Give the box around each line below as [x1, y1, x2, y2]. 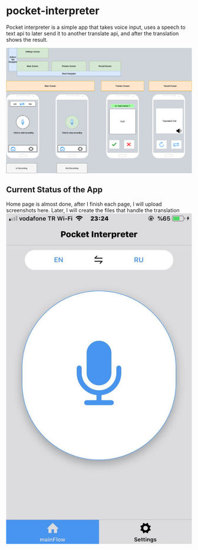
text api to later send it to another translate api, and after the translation [6, 29, 179, 37]
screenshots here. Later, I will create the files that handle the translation [6, 206, 180, 213]
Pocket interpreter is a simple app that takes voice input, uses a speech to [6, 24, 186, 31]
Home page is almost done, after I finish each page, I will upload [6, 200, 162, 208]
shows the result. [6, 36, 48, 43]
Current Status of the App [6, 185, 103, 195]
